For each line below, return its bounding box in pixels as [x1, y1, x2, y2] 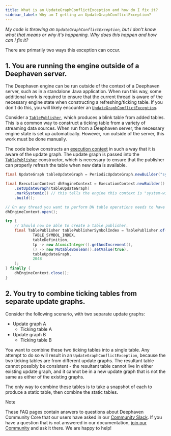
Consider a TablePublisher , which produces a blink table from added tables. [5, 114, 165, 121]
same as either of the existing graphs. [5, 373, 85, 380]
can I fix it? [5, 37, 28, 43]
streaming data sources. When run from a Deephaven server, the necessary [5, 125, 164, 131]
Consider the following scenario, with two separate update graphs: [5, 311, 145, 317]
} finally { [5, 266, 31, 271]
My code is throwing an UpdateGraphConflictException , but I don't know [5, 26, 156, 32]
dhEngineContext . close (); [14, 271, 70, 276]
